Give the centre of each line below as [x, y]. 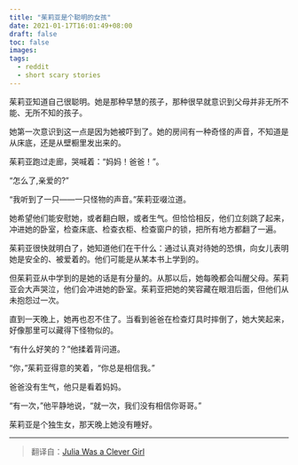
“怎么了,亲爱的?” [39, 180]
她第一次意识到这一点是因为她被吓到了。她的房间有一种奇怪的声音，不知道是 [149, 131]
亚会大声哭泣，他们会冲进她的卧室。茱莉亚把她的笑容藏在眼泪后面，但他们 [145, 288]
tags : [19, 59]
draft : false [33, 34]
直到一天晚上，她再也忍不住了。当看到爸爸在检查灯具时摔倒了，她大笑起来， [149, 319]
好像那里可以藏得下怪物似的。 [63, 330]
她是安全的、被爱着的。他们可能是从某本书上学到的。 [106, 259]
